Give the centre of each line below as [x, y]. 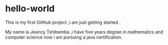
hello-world [30, 9]
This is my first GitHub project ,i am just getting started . [63, 22]
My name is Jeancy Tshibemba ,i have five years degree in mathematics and [84, 32]
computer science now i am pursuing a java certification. [64, 37]
